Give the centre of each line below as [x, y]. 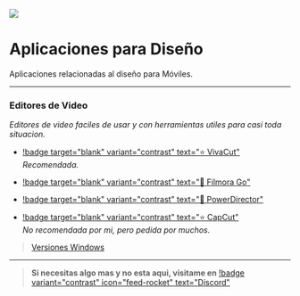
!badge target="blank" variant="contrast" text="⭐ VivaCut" [131, 152]
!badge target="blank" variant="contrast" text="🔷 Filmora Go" [136, 182]
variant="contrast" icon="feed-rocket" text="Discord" [130, 283]
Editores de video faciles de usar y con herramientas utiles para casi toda [146, 125]
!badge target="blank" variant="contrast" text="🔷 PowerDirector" [142, 200]
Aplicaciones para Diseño [106, 49]
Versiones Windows [68, 247]
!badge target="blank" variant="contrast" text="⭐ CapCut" [130, 218]
